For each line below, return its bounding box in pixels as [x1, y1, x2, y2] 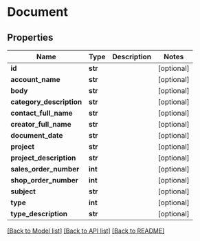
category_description [10, 97, 82, 107]
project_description [10, 153, 76, 163]
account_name [10, 75, 60, 84]
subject [10, 187, 36, 196]
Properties [7, 32, 54, 43]
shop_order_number [10, 176, 79, 185]
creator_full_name [10, 120, 71, 129]
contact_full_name [10, 108, 74, 118]
